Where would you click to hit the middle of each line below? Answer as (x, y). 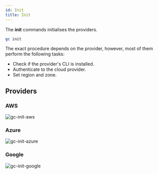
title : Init (18, 15)
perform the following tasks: (35, 54)
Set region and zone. (35, 75)
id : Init (15, 10)
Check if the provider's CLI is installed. (53, 64)
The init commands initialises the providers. (51, 29)
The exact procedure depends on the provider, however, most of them (79, 49)
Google (15, 154)
